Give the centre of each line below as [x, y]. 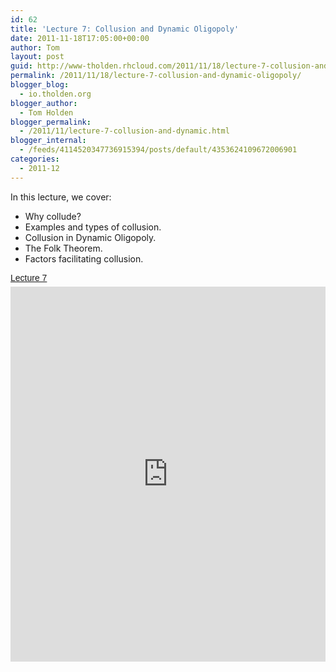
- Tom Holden [46, 112]
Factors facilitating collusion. [84, 258]
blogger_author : [44, 103]
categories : [35, 159]
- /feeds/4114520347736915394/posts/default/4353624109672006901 [158, 150]
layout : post [37, 57]
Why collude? [53, 216]
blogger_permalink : [51, 122]
